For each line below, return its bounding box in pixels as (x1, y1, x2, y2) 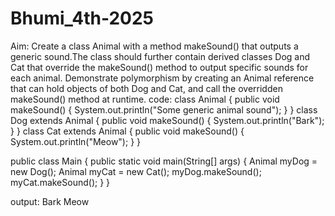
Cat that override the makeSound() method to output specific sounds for (10, 61, 309, 73)
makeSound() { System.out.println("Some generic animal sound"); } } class (10, 103, 318, 116)
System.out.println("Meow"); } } (10, 135, 142, 147)
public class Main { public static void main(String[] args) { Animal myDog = (10, 155, 318, 167)
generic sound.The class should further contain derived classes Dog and (10, 50, 311, 62)
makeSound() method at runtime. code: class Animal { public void (10, 93, 280, 105)
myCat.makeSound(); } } (10, 176, 111, 188)
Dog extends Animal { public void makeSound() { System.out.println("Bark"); (10, 114, 325, 126)
